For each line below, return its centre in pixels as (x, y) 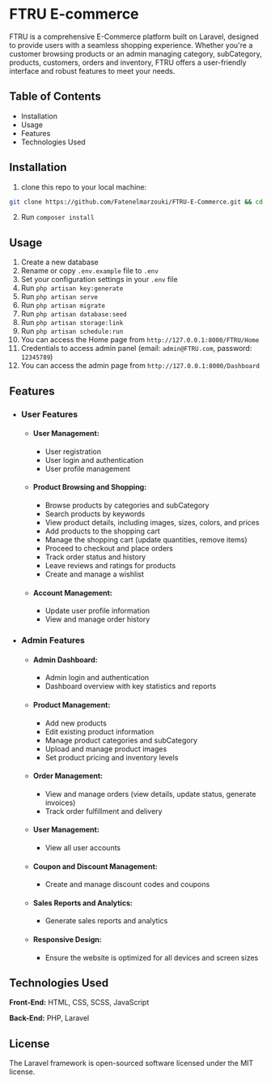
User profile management (87, 469)
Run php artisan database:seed (74, 314)
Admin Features (53, 640)
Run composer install (57, 217)
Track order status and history (95, 557)
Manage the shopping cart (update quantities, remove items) (146, 539)
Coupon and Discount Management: (95, 866)
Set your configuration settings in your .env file (99, 280)
